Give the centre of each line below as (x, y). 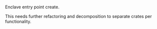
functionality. (18, 22)
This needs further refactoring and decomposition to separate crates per (78, 16)
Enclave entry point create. (32, 7)
